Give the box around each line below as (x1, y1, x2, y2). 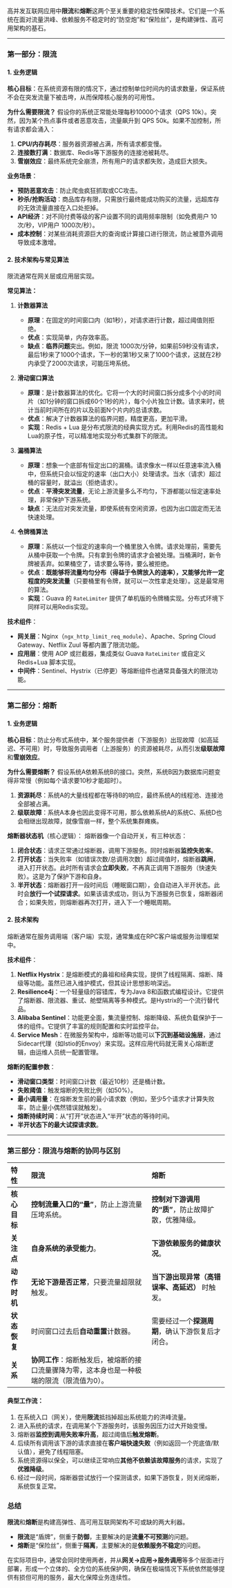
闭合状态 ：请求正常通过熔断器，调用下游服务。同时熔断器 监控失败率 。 (17, 847, 217, 855)
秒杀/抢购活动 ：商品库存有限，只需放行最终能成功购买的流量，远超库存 (17, 195, 220, 203)
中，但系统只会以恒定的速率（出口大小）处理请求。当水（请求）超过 (27, 470, 222, 478)
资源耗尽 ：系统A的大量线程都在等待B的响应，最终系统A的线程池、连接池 (17, 791, 224, 800)
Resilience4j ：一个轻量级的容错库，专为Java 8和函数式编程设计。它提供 (17, 987, 224, 996)
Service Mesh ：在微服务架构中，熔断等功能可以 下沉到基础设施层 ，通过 (17, 1030, 222, 1039)
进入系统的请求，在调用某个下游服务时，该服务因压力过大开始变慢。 (17, 1421, 211, 1430)
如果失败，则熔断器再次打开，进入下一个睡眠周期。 (29, 898, 175, 907)
